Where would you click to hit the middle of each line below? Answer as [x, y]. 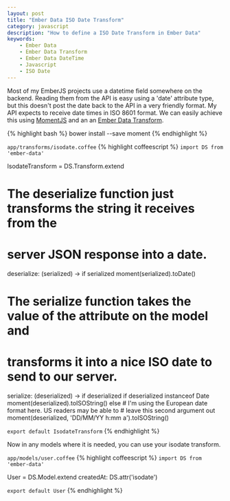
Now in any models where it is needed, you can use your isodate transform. [114, 444]
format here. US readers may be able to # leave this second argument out [111, 410]
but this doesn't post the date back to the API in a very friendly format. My [112, 105]
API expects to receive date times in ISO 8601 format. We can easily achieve [115, 113]
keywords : [21, 39]
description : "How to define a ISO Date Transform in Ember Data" [104, 33]
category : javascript [38, 26]
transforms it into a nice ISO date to [110, 362]
